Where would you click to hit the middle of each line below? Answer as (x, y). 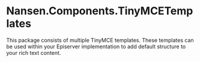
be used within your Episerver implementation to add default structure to (96, 46)
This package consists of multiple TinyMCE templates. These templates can (100, 40)
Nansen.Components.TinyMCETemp (100, 11)
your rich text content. (34, 52)
